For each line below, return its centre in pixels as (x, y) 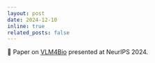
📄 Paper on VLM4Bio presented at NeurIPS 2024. (78, 52)
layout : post (26, 13)
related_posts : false (39, 33)
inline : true (26, 26)
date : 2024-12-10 (32, 20)
